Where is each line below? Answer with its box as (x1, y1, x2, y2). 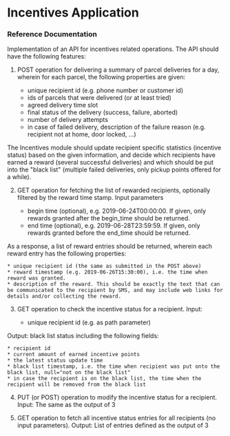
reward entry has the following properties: (7, 249, 127, 258)
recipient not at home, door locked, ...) (27, 130, 136, 138)
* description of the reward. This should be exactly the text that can (7, 281, 220, 288)
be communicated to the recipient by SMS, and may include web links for (7, 287, 224, 294)
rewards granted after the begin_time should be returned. (27, 214, 191, 222)
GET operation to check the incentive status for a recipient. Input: (17, 305, 203, 313)
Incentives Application (7, 5, 139, 21)
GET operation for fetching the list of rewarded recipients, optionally (17, 186, 211, 194)
